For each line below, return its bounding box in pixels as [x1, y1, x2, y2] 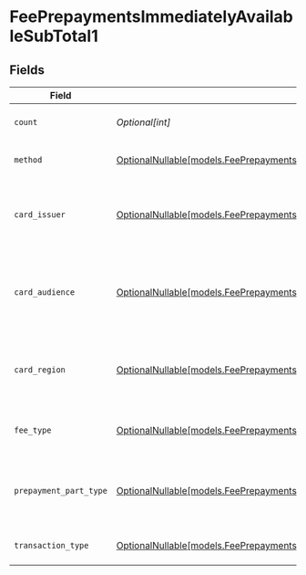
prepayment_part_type [14, 486, 107, 496]
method [14, 155, 43, 165]
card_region [14, 365, 66, 375]
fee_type [14, 425, 52, 435]
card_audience [14, 287, 76, 298]
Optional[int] [116, 116, 171, 129]
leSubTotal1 [9, 26, 98, 47]
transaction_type [14, 540, 89, 550]
